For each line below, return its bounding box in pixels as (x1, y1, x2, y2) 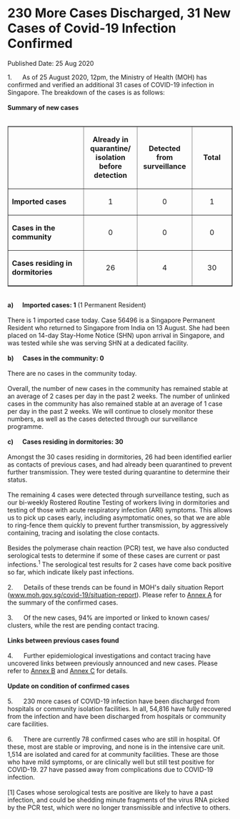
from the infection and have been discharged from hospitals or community (7, 712, 226, 720)
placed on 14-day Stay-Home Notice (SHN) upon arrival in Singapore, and (7, 331, 225, 339)
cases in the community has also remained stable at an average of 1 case (7, 399, 223, 408)
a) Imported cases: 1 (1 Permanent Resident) (7, 300, 146, 309)
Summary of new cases (7, 103, 79, 111)
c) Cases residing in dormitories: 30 (7, 437, 124, 446)
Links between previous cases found (7, 636, 119, 645)
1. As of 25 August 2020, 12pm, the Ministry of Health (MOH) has (7, 73, 207, 81)
